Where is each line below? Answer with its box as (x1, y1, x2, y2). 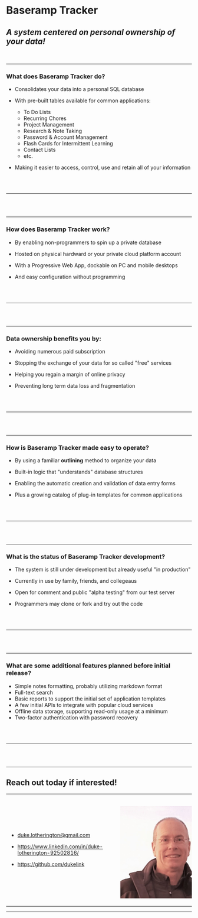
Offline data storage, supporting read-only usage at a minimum (14, 708, 168, 715)
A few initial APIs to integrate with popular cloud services (14, 701, 154, 708)
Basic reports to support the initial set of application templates (14, 695, 166, 702)
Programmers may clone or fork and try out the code (14, 601, 143, 608)
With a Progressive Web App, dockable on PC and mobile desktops (14, 261, 178, 269)
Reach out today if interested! (6, 778, 117, 788)
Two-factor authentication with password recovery (14, 713, 138, 721)
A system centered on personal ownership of (6, 27, 176, 37)
